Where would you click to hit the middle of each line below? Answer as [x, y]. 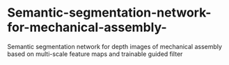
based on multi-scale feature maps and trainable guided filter [95, 54]
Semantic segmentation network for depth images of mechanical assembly [115, 46]
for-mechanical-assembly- [87, 27]
